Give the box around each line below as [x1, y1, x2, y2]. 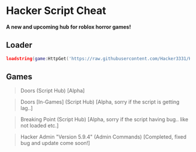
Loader [6, 40, 33, 50]
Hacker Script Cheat [6, 4, 107, 17]
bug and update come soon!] [20, 140, 90, 147]
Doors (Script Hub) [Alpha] [20, 87, 85, 94]
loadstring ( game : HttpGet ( [6, 55, 69, 62]
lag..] [20, 105, 33, 112]
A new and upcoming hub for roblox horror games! [6, 23, 131, 30]
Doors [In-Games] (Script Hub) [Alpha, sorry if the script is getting [20, 98, 180, 105]
